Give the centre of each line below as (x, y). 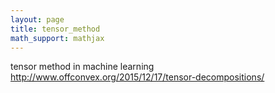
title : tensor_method (55, 29)
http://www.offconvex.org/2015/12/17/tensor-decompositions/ (137, 77)
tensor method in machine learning (82, 67)
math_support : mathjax (57, 38)
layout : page (37, 19)
